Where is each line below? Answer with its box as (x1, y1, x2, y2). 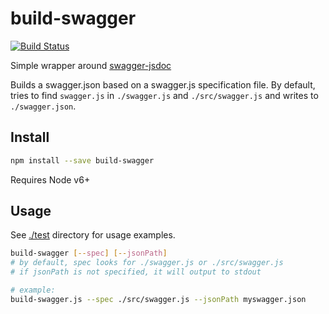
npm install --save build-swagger (10, 155, 155, 166)
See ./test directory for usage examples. (10, 229, 176, 241)
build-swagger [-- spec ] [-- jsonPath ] (10, 248, 168, 259)
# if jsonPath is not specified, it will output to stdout (10, 267, 262, 277)
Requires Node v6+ (10, 173, 91, 186)
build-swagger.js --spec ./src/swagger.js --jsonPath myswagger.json (10, 294, 307, 304)
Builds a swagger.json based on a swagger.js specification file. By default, (10, 78, 316, 91)
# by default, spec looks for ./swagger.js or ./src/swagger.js (10, 258, 284, 268)
